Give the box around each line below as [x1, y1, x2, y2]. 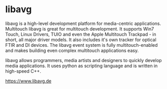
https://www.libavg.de [5, 78, 52, 84]
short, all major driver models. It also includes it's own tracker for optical [5, 37, 156, 43]
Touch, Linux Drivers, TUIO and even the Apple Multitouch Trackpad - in [5, 31, 156, 37]
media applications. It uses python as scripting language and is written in [5, 63, 158, 69]
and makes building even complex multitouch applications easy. [5, 47, 139, 53]
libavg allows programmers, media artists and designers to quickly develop [5, 57, 162, 63]
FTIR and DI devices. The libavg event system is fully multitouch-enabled [5, 42, 158, 48]
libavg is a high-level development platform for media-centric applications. [5, 20, 161, 26]
